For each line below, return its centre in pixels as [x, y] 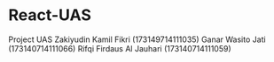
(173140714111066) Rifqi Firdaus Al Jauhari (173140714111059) [120, 48]
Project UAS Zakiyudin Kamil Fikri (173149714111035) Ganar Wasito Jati [137, 39]
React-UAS [50, 15]
